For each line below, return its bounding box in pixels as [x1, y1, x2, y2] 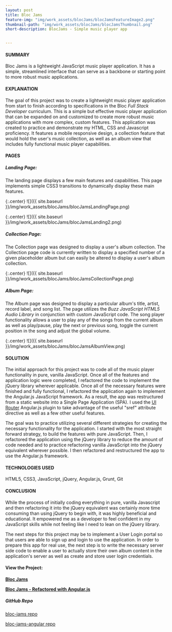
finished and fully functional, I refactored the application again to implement [5, 388, 166, 394]
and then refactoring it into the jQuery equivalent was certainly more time [5, 504, 160, 511]
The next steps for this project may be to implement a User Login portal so [5, 531, 163, 537]
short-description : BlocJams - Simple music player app [5, 27, 127, 32]
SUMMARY [5, 51, 30, 58]
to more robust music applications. [5, 74, 79, 80]
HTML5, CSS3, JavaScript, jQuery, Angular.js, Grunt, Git [5, 476, 123, 482]
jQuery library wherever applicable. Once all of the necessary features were [5, 383, 166, 389]
